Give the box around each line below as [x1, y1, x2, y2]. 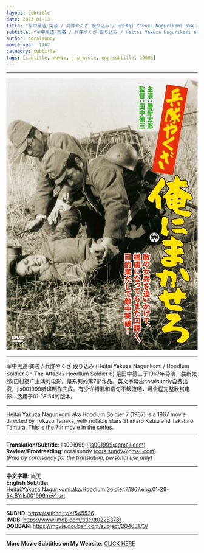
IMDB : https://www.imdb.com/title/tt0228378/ [6, 516, 121, 523]
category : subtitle [6, 49, 56, 55]
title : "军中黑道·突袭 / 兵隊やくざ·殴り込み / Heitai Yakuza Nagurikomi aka [6, 23, 194, 29]
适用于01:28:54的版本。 [16, 392, 76, 400]
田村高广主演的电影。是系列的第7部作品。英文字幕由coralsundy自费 [13, 377, 183, 384]
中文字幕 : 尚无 [6, 472, 41, 479]
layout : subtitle [6, 10, 50, 16]
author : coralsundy [6, 35, 56, 42]
